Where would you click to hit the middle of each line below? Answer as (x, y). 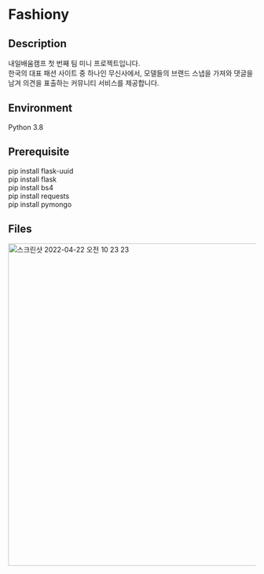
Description (37, 44)
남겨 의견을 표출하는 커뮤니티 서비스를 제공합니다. (84, 83)
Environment (40, 108)
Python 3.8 (26, 127)
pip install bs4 (31, 187)
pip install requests (39, 196)
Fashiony (38, 15)
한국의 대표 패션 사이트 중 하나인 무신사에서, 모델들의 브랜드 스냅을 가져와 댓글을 (131, 73)
